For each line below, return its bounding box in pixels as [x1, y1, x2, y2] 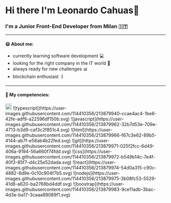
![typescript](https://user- [12, 105, 67, 111]
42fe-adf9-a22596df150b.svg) [5, 116, 70, 122]
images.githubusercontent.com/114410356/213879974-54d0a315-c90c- [5, 164, 157, 170]
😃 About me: [5, 41, 34, 47]
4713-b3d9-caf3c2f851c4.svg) [5, 126, 70, 133]
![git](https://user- [71, 137, 110, 143]
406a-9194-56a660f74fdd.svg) [5, 148, 71, 155]
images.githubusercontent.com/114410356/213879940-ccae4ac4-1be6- [5, 110, 157, 116]
